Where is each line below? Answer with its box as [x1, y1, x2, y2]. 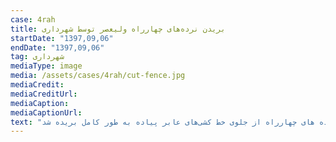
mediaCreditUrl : [10, 89, 78, 99]
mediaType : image [10, 61, 83, 71]
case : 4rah [10, 14, 56, 25]
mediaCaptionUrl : [10, 107, 83, 118]
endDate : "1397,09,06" [10, 42, 105, 53]
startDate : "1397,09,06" [10, 33, 114, 43]
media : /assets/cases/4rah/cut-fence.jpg [10, 71, 186, 81]
